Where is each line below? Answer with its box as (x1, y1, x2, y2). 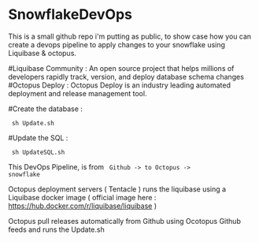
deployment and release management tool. (8, 88, 147, 98)
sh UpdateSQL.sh (11, 148, 65, 156)
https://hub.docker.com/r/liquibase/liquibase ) (8, 201, 157, 210)
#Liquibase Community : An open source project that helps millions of (8, 63, 235, 73)
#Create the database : (8, 104, 83, 114)
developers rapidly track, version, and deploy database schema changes (8, 72, 244, 81)
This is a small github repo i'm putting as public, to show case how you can (8, 32, 252, 41)
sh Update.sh (11, 119, 55, 127)
